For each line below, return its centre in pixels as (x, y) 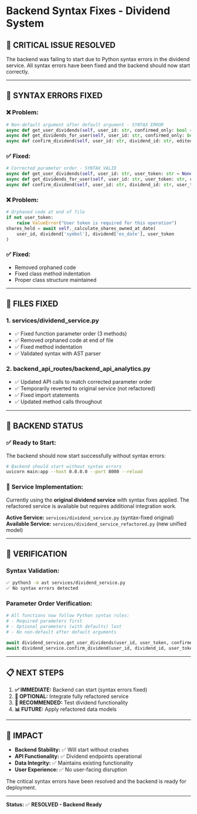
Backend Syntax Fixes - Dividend (88, 11)
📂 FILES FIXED (32, 304)
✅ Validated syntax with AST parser (58, 353)
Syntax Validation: (33, 570)
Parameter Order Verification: (49, 603)
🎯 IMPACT (25, 735)
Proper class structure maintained (55, 280)
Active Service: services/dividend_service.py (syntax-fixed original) (90, 517)
